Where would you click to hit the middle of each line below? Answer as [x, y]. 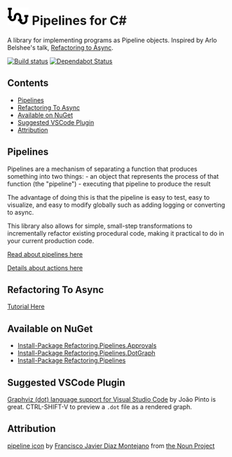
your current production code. [51, 240]
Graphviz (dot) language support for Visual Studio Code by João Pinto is [111, 399]
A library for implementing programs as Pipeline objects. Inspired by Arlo [112, 40]
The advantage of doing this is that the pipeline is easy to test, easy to [109, 197]
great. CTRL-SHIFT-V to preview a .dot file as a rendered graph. [100, 407]
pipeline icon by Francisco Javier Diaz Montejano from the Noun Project [111, 446]
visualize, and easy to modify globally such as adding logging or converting [116, 205]
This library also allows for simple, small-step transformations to [100, 226]
